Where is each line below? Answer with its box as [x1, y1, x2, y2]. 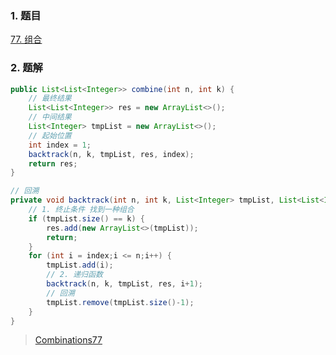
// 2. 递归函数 [46, 270, 103, 280]
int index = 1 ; [28, 140, 92, 150]
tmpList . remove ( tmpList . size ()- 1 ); [46, 297, 195, 307]
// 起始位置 [28, 130, 72, 141]
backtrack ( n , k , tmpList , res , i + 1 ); [46, 279, 203, 289]
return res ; [28, 158, 78, 169]
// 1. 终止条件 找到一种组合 [28, 205, 135, 215]
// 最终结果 [28, 93, 72, 104]
